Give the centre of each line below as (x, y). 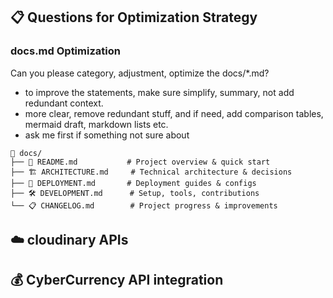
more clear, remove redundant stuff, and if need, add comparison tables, (174, 113)
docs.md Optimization (65, 51)
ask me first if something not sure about (107, 135)
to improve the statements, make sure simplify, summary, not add (159, 92)
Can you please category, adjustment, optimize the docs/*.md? (140, 73)
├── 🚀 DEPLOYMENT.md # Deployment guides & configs (133, 183)
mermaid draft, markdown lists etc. (96, 124)
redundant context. (64, 103)
